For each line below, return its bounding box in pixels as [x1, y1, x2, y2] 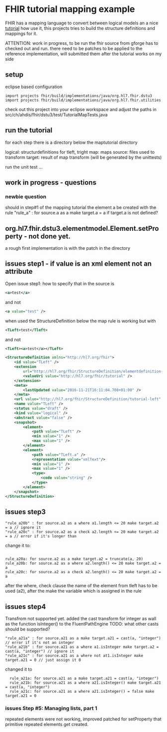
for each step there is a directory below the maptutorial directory [5, 139, 138, 145]
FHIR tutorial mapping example [5, 3, 135, 15]
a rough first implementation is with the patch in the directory [5, 245, 131, 251]
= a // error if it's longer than [5, 534, 77, 539]
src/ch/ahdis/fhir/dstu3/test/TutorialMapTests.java [5, 111, 108, 117]
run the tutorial [5, 126, 53, 135]
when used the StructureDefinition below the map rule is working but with [5, 317, 156, 324]
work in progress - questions [5, 178, 97, 187]
